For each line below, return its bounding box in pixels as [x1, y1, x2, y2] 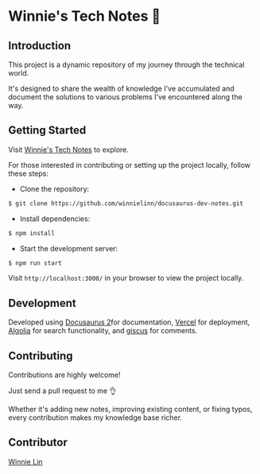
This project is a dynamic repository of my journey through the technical [8, 60, 245, 69]
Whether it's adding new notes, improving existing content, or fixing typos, [8, 405, 253, 414]
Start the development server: [19, 243, 118, 253]
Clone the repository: [19, 184, 90, 193]
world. [8, 68, 29, 78]
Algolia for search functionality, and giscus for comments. [8, 326, 198, 336]
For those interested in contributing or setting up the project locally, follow [8, 160, 251, 169]
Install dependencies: [19, 214, 91, 223]
